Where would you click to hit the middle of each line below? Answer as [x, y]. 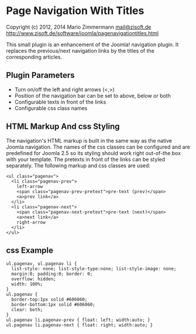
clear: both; [27, 310]
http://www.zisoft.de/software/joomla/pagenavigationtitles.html [82, 33]
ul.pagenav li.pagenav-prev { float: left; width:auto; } [78, 320]
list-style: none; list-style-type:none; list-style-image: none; [94, 269]
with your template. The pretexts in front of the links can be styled [86, 159]
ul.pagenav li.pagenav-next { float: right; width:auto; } [80, 325]
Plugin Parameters [40, 75]
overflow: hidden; [34, 279]
